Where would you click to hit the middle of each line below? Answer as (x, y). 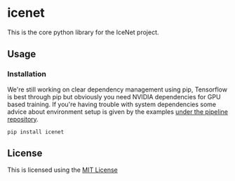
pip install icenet (36, 132)
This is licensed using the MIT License (62, 170)
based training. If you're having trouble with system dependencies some (112, 104)
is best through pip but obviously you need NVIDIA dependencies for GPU (114, 96)
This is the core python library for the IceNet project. (83, 32)
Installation (27, 74)
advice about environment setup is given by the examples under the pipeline (117, 111)
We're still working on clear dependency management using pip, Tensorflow (117, 89)
